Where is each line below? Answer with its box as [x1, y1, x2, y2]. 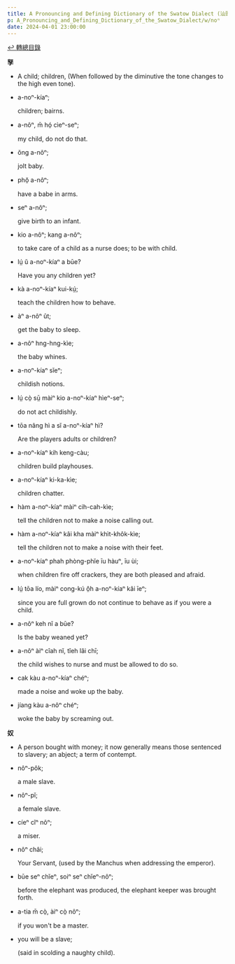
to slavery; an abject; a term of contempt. [17, 750, 137, 759]
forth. [17, 893, 34, 902]
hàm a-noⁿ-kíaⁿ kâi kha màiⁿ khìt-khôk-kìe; [17, 530, 141, 538]
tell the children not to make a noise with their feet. [17, 543, 164, 552]
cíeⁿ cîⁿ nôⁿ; [17, 818, 52, 827]
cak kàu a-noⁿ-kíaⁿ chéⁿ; [17, 673, 90, 683]
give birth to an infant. [17, 217, 81, 225]
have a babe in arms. [17, 190, 78, 198]
